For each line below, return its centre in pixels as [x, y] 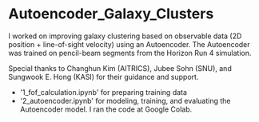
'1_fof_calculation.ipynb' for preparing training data [104, 92]
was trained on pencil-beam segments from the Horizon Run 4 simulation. [130, 53]
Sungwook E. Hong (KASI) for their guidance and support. [104, 77]
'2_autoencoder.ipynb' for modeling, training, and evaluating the [125, 100]
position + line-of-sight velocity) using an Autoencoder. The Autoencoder [129, 44]
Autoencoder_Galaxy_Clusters [111, 14]
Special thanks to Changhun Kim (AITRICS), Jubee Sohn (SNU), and [120, 68]
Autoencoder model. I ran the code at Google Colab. [106, 109]
